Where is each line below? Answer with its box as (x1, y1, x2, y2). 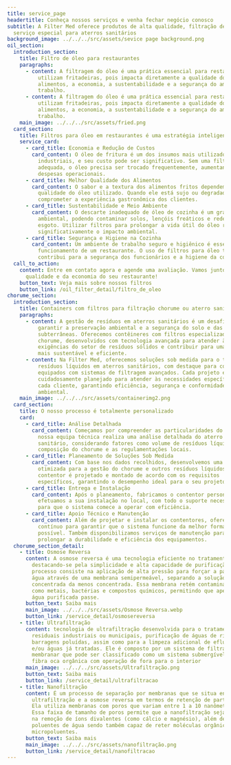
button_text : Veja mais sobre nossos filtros (19, 279, 153, 286)
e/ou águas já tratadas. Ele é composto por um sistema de (32, 645, 205, 652)
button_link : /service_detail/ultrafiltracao (25, 677, 158, 684)
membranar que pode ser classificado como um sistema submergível (32, 651, 226, 659)
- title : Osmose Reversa (19, 549, 91, 556)
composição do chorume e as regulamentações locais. (37, 446, 192, 453)
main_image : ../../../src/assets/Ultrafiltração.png (25, 664, 180, 671)
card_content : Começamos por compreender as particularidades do (32, 427, 223, 434)
